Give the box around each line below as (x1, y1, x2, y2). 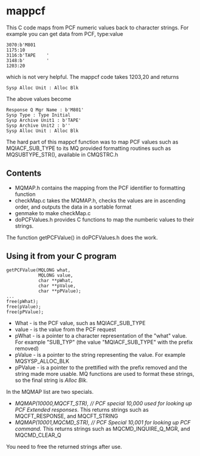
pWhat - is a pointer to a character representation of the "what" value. (14, 332, 187, 339)
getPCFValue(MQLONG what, (6, 267, 70, 273)
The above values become (6, 95, 72, 102)
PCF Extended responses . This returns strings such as (14, 406, 149, 413)
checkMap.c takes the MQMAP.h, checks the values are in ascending (14, 197, 186, 204)
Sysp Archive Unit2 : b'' (6, 123, 70, 128)
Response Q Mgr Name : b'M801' (6, 106, 84, 113)
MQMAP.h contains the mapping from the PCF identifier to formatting (14, 184, 186, 191)
